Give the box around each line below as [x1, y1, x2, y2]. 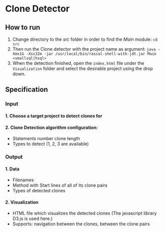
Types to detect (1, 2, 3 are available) [12, 141, 89, 147]
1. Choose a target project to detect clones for [5, 112, 103, 119]
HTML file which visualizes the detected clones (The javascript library [12, 210, 157, 216]
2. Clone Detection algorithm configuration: [5, 124, 98, 131]
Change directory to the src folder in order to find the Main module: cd [12, 36, 158, 42]
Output [5, 154, 23, 161]
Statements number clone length [12, 136, 80, 142]
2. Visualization [5, 199, 39, 205]
